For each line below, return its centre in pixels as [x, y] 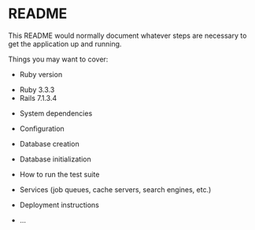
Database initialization [55, 159]
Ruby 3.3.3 [37, 89]
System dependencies [56, 113]
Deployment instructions [59, 205]
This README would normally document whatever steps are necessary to [128, 35]
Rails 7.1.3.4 [38, 98]
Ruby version [41, 74]
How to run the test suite [59, 174]
